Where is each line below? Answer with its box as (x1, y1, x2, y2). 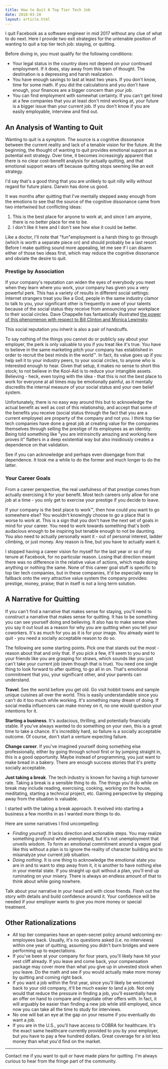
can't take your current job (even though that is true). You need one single (5, 661, 157, 667)
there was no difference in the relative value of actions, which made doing (5, 559, 158, 565)
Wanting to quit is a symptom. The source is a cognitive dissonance (5, 137, 144, 143)
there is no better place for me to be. (12, 219, 88, 225)
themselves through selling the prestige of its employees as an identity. (5, 426, 152, 432)
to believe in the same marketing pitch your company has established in (5, 347, 153, 353)
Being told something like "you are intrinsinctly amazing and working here (5, 431, 157, 437)
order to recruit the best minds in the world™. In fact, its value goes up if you (5, 352, 162, 358)
